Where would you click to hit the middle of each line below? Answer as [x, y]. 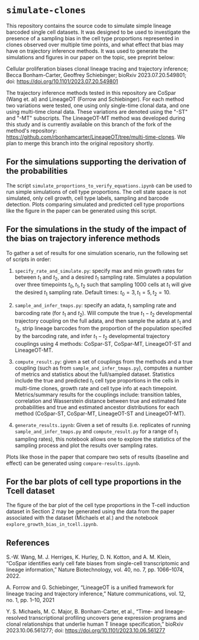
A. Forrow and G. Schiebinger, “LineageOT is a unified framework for [90, 588]
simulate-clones [46, 10]
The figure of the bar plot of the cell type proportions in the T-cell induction [98, 505]
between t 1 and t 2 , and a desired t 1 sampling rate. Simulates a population [103, 278]
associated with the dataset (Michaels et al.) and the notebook [82, 518]
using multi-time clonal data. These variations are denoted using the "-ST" [97, 112]
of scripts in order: [29, 259]
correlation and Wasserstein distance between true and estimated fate [100, 401]
